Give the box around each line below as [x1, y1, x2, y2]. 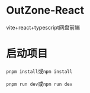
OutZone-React [6, 4, 85, 17]
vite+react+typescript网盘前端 [6, 24, 80, 31]
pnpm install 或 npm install [6, 68, 73, 75]
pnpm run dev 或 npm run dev [6, 80, 73, 87]
